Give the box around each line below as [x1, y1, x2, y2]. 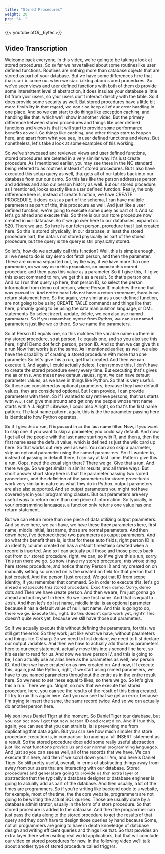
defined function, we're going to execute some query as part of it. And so [5, 207, 154, 213]
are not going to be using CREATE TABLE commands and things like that [5, 300, 151, 306]
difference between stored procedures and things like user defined [5, 120, 141, 126]
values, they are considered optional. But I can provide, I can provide [5, 388, 144, 394]
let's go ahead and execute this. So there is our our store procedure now [5, 213, 152, 218]
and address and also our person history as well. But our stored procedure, [5, 181, 157, 187]
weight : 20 [5, 12, 27, 17]
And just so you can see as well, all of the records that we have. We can [5, 749, 151, 755]
